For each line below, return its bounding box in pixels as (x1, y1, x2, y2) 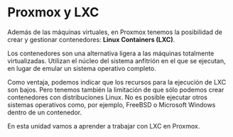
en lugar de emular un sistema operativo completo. (7, 64, 156, 72)
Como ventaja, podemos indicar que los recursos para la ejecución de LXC (7, 77, 227, 86)
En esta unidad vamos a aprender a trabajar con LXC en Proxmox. (7, 121, 200, 130)
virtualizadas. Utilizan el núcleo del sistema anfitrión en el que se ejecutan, (7, 56, 226, 65)
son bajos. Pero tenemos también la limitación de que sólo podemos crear (7, 85, 224, 94)
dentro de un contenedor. (7, 108, 82, 116)
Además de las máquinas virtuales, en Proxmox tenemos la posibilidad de (7, 28, 222, 36)
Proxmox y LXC (7, 4, 99, 21)
